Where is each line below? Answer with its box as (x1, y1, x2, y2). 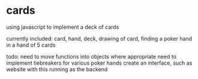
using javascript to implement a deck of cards (6, 23, 119, 31)
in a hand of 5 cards (6, 41, 56, 48)
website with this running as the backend (6, 65, 108, 72)
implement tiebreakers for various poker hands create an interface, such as (6, 59, 193, 66)
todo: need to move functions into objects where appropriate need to (6, 53, 177, 60)
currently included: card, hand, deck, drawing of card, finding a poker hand (6, 35, 193, 42)
